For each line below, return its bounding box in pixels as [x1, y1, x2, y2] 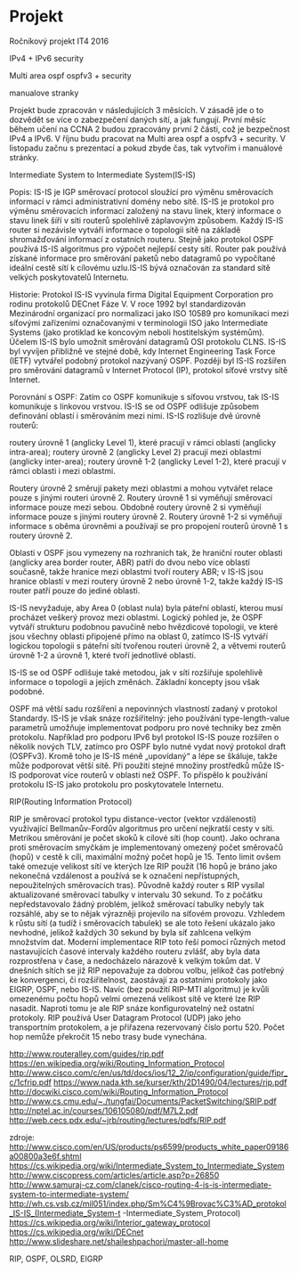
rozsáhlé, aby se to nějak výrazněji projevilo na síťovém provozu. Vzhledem [9, 908, 286, 918]
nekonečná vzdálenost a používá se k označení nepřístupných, [9, 870, 240, 881]
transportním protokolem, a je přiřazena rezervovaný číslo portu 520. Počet [9, 1022, 285, 1032]
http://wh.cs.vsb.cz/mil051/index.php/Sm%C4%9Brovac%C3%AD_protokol [9, 1198, 287, 1209]
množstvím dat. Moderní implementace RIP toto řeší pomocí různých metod [9, 936, 287, 947]
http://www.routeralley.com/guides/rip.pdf [9, 1049, 165, 1059]
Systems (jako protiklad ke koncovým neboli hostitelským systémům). [9, 327, 265, 338]
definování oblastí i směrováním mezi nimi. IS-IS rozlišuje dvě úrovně [9, 410, 261, 420]
